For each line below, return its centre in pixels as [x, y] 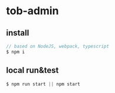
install [18, 33]
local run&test [32, 70]
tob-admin [32, 11]
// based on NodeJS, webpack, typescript [58, 46]
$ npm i [16, 52]
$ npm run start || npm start [43, 84]
